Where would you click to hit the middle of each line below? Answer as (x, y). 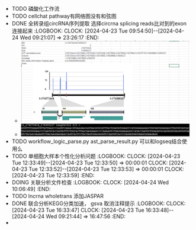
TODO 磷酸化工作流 (36, 9)
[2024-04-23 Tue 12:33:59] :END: (53, 175)
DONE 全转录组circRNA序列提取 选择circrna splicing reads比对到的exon (99, 23)
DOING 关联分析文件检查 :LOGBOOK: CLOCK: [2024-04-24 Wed (90, 182)
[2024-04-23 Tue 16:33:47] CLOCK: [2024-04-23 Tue (78, 210)
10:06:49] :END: (31, 189)
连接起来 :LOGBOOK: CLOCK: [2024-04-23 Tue (70, 31)
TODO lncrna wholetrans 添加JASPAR (58, 196)
